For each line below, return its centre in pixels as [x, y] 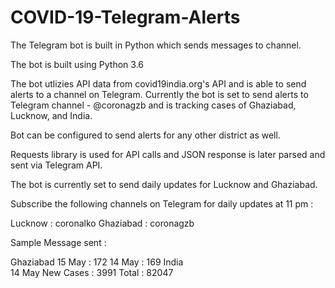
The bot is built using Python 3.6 [77, 64]
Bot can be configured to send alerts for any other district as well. [145, 135]
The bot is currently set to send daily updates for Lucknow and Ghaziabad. [164, 184]
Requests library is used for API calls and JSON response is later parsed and [168, 154]
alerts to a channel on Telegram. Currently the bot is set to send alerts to [159, 94]
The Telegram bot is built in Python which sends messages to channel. [156, 45]
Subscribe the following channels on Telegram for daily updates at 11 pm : [162, 203]
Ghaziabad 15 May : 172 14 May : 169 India [97, 262]
